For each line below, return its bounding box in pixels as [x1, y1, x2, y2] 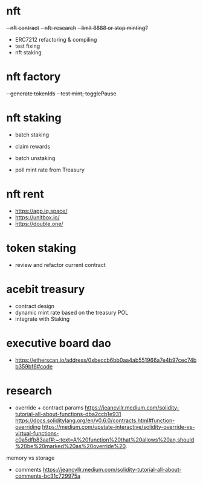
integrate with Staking [14, 315, 70, 323]
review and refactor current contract [14, 261, 106, 268]
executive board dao [6, 336, 112, 350]
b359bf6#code [14, 362, 53, 370]
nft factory [6, 70, 61, 84]
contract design [14, 302, 55, 309]
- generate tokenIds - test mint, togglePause [6, 89, 117, 97]
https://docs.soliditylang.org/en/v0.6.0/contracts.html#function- [14, 417, 175, 424]
